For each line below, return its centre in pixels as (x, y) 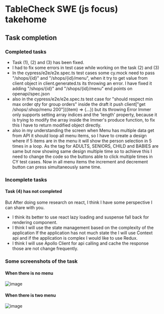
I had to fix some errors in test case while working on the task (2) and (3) (86, 67)
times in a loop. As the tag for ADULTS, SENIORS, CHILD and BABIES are (85, 146)
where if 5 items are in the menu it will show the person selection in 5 (82, 141)
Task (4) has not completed (34, 191)
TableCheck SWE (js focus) (62, 9)
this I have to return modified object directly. (57, 125)
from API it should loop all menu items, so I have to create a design (79, 135)
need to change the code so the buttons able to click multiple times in (82, 157)
